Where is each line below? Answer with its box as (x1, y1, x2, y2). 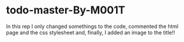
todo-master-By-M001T (6, 3, 125, 17)
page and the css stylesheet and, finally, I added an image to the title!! (6, 29, 175, 36)
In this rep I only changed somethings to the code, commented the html (6, 23, 179, 30)
